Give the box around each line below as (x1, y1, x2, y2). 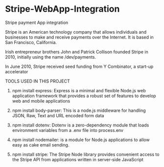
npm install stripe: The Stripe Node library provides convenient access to (12, 151, 160, 157)
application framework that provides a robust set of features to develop (12, 93, 156, 99)
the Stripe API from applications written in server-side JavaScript (12, 156, 143, 162)
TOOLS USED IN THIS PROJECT (5, 78, 70, 84)
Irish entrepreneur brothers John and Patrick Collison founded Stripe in (5, 49, 148, 55)
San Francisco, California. (5, 39, 57, 45)
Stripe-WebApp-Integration (5, 3, 120, 15)
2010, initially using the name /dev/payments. (5, 54, 96, 60)
